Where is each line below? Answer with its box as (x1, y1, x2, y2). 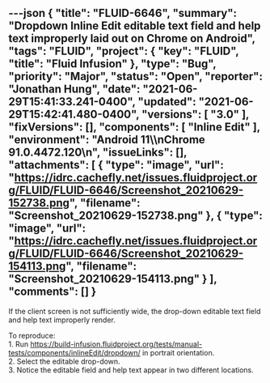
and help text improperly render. (8, 315, 116, 325)
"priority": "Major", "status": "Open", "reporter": (8, 70, 263, 83)
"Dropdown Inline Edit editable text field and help (8, 19, 261, 33)
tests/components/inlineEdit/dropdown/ (8, 347, 141, 357)
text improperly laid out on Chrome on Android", (8, 32, 256, 45)
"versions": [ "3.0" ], (141, 108, 249, 121)
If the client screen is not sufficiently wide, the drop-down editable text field (8, 306, 261, 316)
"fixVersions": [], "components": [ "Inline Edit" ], (8, 121, 260, 134)
